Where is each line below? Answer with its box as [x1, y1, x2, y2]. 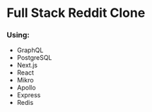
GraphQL [16, 46, 44, 54]
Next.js [16, 61, 38, 70]
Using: [6, 30, 30, 40]
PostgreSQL [16, 54, 52, 62]
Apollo [16, 83, 36, 92]
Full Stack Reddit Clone [6, 5, 146, 21]
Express [16, 91, 41, 99]
